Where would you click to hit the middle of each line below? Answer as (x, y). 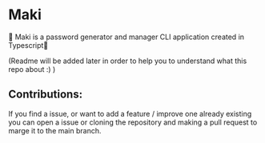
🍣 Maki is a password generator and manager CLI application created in (126, 37)
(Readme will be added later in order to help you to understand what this (128, 61)
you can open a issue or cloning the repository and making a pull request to (133, 122)
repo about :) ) (32, 69)
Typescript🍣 (28, 45)
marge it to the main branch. (55, 130)
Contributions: (45, 95)
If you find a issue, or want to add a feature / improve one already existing (130, 113)
